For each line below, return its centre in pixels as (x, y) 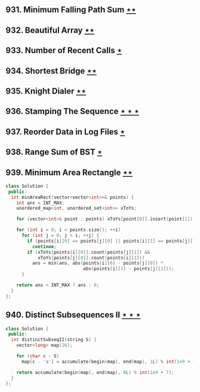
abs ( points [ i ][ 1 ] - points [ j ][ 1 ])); (128, 269)
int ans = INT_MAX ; (41, 203)
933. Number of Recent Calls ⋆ (64, 50)
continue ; (44, 246)
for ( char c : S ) (38, 356)
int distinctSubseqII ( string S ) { (54, 340)
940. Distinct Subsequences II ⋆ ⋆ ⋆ (73, 315)
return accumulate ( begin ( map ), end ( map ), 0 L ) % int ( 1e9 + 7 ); (95, 372)
